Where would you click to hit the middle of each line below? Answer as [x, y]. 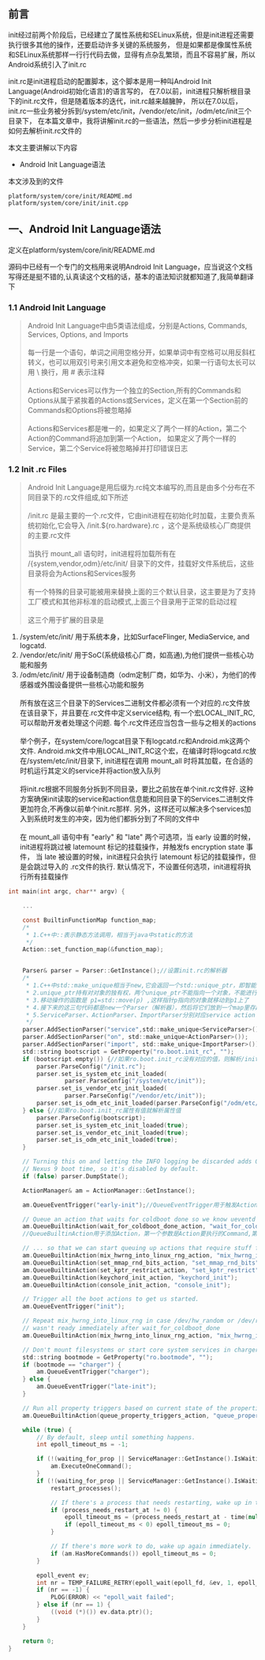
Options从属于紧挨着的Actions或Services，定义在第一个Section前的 [138, 400]
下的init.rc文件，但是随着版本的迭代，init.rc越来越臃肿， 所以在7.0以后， [125, 100]
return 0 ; [39, 1641]
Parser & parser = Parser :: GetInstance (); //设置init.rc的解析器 [125, 971]
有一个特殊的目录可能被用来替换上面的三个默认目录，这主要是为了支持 [142, 592]
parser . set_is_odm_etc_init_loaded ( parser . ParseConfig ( [130, 1103]
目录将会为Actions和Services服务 [82, 574]
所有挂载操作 [47, 877]
